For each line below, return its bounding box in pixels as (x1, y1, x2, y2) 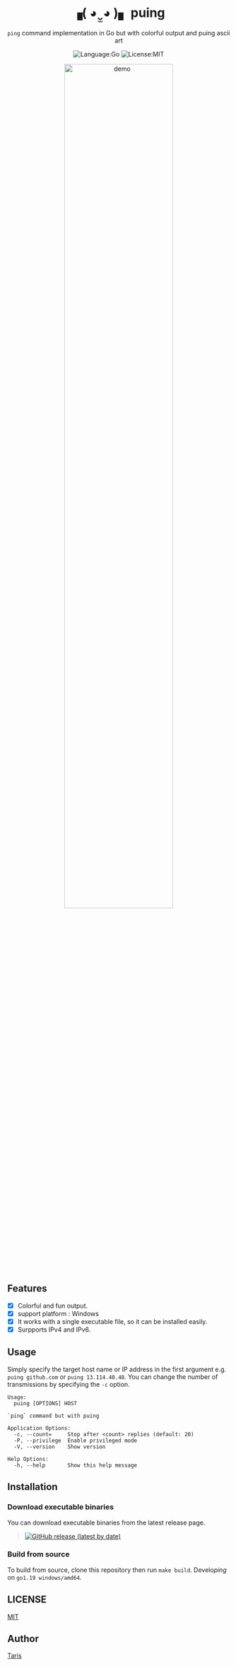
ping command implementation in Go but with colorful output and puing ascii (7, 28, 230, 37)
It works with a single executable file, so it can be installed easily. (17, 1317, 208, 1325)
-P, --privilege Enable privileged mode (13, 1437, 138, 1444)
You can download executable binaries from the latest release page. (7, 1518, 206, 1527)
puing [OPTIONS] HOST (13, 1400, 78, 1407)
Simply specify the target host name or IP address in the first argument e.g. (7, 1365, 227, 1373)
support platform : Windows (17, 1309, 99, 1318)
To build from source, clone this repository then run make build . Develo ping (7, 1566, 228, 1574)
